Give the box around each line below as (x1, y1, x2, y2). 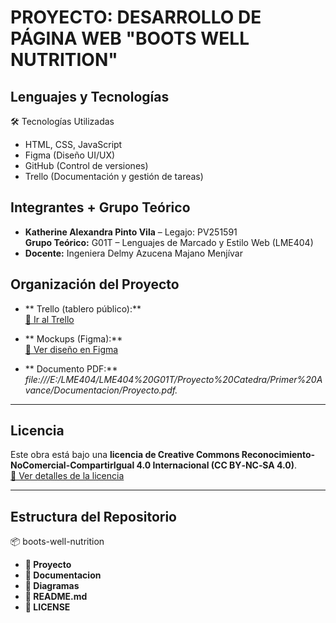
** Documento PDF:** (24, 362, 118, 375)
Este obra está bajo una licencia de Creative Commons (10, 449, 240, 461)
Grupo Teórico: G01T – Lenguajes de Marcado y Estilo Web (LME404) (24, 236, 314, 248)
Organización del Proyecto (10, 276, 180, 293)
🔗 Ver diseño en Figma (24, 343, 119, 355)
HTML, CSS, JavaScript (24, 139, 123, 150)
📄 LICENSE (24, 601, 71, 613)
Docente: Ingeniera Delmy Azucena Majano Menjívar (24, 247, 243, 259)
